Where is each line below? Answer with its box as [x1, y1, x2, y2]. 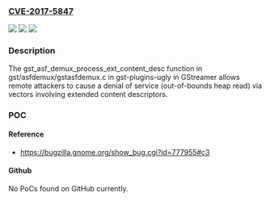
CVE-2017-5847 [8, 6, 74, 17]
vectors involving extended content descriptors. [8, 89, 168, 98]
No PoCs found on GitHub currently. [8, 183, 129, 193]
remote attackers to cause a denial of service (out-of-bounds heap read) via [8, 81, 263, 90]
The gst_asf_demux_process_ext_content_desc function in [8, 63, 203, 73]
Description [8, 45, 56, 57]
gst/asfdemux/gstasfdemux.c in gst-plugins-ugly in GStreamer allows [8, 72, 240, 82]
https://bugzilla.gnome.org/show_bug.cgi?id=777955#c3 [19, 147, 210, 157]
